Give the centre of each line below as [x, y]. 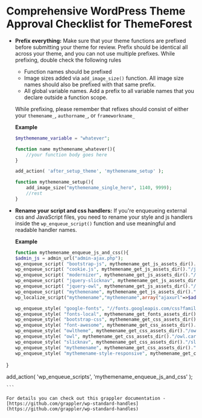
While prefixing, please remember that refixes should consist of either [102, 109]
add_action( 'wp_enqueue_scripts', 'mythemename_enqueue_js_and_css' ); [99, 376]
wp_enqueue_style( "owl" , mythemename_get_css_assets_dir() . [93, 336]
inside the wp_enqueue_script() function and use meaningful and [95, 223]
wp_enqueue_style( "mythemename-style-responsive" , [81, 353]
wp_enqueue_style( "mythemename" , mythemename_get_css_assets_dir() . [104, 348]
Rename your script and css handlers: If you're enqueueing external [101, 210]
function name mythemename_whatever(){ [65, 149]
